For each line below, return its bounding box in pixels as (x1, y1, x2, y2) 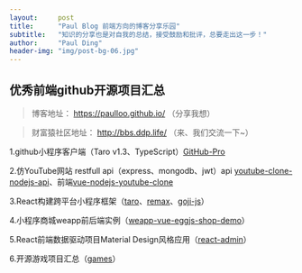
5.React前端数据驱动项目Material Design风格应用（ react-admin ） (9, 233, 252, 244)
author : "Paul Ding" (9, 38, 103, 48)
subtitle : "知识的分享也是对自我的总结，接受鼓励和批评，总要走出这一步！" (9, 30, 268, 39)
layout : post (9, 13, 75, 23)
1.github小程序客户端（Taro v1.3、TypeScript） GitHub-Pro (9, 146, 225, 157)
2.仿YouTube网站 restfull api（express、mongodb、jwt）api (9, 165, 233, 176)
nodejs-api (9, 177, 50, 187)
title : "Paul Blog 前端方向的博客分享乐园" (9, 22, 180, 31)
